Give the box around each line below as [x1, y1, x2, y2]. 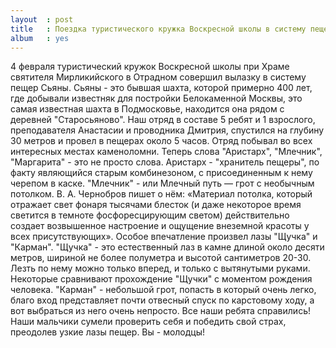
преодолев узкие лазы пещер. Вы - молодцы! [10, 326, 206, 338]
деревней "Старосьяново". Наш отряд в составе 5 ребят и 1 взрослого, [10, 114, 316, 126]
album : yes [10, 33, 70, 43]
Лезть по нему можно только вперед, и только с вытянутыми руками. [10, 262, 311, 275]
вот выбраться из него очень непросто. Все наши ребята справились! [10, 305, 311, 317]
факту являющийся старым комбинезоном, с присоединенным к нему [10, 167, 313, 179]
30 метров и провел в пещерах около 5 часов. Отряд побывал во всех [10, 135, 313, 147]
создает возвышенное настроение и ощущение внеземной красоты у [10, 220, 310, 232]
